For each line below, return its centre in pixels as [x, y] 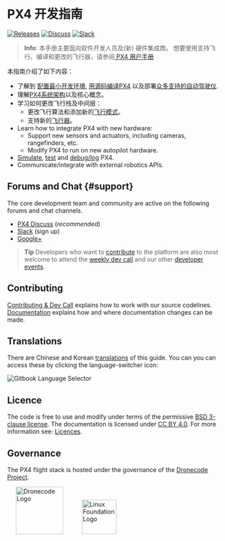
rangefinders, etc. [53, 143]
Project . [18, 477]
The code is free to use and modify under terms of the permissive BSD [107, 417]
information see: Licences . [45, 431]
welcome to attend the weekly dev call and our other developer [114, 259]
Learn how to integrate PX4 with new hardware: [85, 128]
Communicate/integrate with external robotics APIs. [90, 165]
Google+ [30, 238]
